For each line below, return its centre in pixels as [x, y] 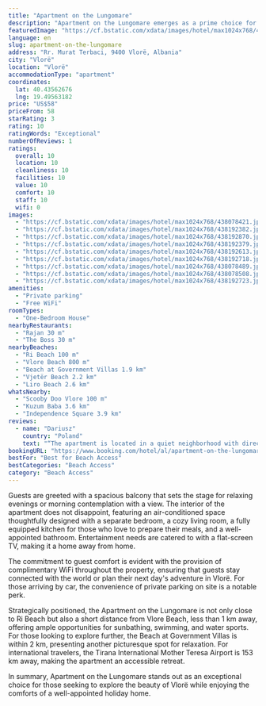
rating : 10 [26, 126]
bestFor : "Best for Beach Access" [65, 458]
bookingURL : [28, 451]
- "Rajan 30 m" [40, 333]
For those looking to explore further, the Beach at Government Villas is [123, 635]
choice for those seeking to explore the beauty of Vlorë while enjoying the [129, 685]
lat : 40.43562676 [44, 89]
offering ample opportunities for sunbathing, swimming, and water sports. [129, 627]
